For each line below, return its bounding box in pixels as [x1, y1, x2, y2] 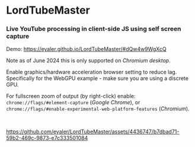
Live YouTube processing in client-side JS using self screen [6, 25, 181, 33]
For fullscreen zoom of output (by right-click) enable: [6, 92, 136, 100]
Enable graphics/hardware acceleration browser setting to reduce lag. [6, 69, 177, 76]
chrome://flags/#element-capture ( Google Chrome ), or [6, 99, 140, 106]
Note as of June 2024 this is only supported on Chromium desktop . [6, 57, 171, 64]
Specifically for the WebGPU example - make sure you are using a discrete [6, 75, 188, 82]
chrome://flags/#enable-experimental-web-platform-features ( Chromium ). [6, 105, 190, 113]
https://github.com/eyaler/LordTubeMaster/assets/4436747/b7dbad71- [6, 128, 180, 135]
